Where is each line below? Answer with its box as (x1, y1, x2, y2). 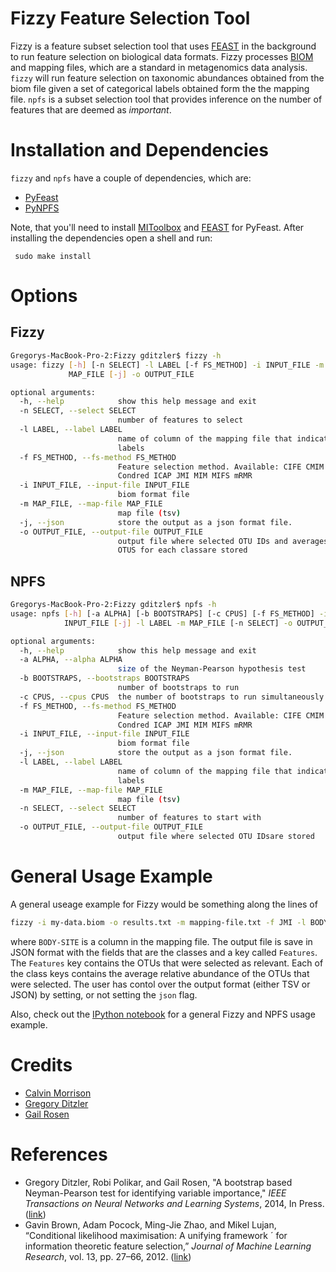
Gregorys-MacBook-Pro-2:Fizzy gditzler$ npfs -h (10, 600, 217, 610)
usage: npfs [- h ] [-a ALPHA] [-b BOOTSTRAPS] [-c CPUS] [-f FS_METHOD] (10, 608, 315, 619)
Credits (10, 1053, 73, 1076)
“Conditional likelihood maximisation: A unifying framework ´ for (24, 1229, 288, 1241)
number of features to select (117, 415, 244, 426)
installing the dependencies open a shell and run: (10, 232, 213, 244)
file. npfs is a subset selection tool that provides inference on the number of (10, 93, 323, 105)
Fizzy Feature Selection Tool (10, 7, 251, 30)
